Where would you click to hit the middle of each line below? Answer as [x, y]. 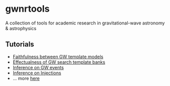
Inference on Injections [37, 73]
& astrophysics [21, 28]
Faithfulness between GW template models [58, 56]
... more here [26, 78]
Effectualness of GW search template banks [59, 62]
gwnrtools [28, 9]
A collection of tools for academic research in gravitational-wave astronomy [85, 23]
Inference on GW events [38, 67]
